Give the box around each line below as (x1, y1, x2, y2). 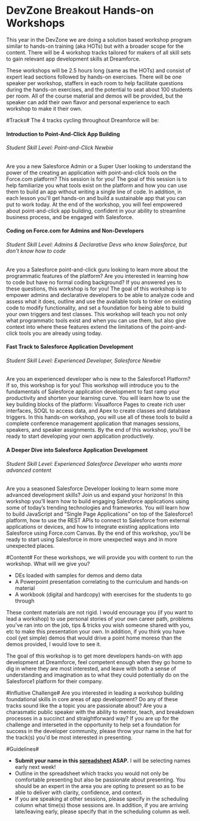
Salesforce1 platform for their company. (6, 678, 103, 685)
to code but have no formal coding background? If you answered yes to (6, 278, 182, 286)
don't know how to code (6, 247, 66, 255)
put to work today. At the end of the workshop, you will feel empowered (6, 201, 183, 208)
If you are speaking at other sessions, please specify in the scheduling (14, 795, 189, 802)
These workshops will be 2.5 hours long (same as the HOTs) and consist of (6, 66, 191, 74)
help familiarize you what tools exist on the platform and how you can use (6, 181, 187, 189)
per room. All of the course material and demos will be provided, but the (6, 92, 183, 99)
